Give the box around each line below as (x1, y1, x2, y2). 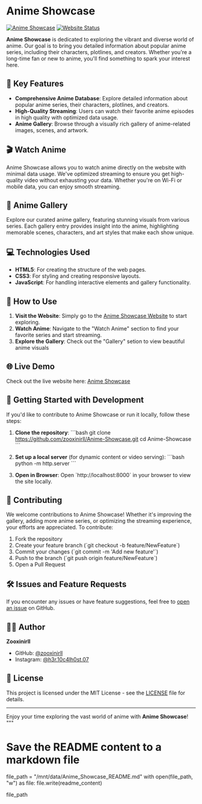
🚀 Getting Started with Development (6, 395, 144, 405)
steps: (6, 417, 22, 424)
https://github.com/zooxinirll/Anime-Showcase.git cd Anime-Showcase (14, 435, 192, 442)
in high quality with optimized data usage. (14, 114, 118, 121)
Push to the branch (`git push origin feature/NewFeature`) (14, 555, 158, 562)
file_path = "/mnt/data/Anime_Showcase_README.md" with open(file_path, (6, 773, 194, 780)
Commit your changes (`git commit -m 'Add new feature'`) (14, 548, 159, 555)
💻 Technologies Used (6, 247, 90, 257)
